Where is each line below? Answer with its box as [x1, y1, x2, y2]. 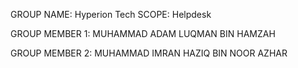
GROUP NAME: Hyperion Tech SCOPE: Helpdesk [10, 9, 212, 20]
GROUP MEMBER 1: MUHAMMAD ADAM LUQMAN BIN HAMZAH [10, 28, 276, 39]
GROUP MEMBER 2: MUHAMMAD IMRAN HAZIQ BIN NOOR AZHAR [10, 47, 288, 59]
